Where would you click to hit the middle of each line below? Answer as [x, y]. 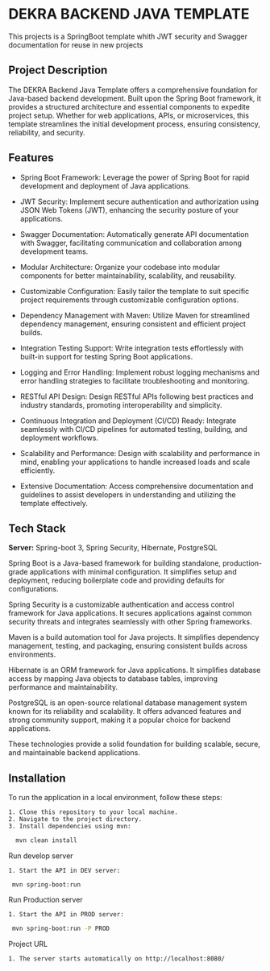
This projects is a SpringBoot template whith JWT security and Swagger [128, 36]
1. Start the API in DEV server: [64, 871]
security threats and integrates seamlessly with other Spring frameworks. [130, 622]
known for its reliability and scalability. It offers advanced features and [125, 712]
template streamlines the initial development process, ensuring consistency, [134, 124]
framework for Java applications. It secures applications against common [130, 613]
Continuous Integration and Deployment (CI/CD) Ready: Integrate [128, 421]
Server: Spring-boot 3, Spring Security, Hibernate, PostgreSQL [113, 548]
